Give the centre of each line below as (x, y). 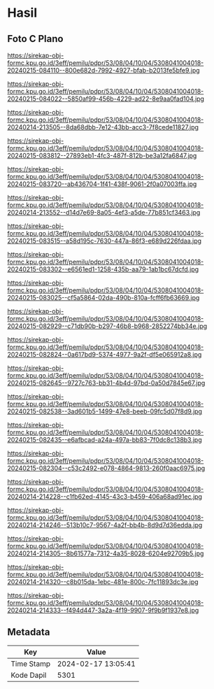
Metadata (29, 632)
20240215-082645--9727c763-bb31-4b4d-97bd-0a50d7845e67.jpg (106, 383)
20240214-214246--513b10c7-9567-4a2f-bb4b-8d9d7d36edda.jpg (105, 525)
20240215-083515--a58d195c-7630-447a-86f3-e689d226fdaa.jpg (104, 241)
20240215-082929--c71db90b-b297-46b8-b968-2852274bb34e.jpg (107, 326)
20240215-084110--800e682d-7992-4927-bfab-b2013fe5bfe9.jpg (104, 70)
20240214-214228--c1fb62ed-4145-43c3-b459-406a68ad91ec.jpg (105, 497)
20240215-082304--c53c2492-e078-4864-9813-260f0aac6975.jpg (106, 468)
